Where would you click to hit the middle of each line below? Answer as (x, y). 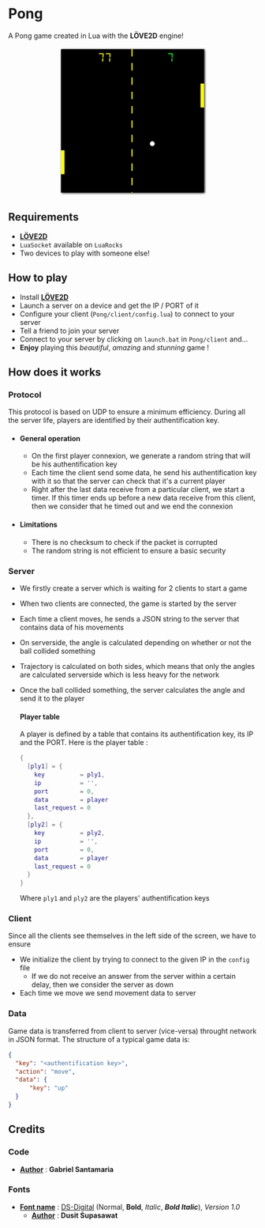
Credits (27, 1130)
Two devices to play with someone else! (84, 253)
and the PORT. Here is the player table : (84, 742)
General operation (50, 438)
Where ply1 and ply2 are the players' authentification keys (115, 898)
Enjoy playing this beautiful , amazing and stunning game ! (114, 347)
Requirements (43, 217)
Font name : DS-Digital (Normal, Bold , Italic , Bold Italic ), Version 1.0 (130, 1207)
